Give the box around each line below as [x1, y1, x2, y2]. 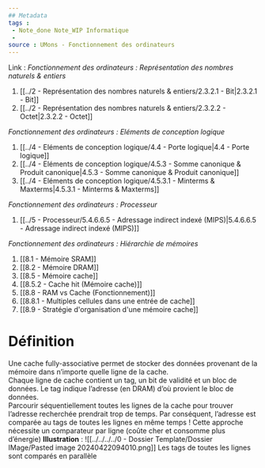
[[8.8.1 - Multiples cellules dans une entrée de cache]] [19, 296, 195, 306]
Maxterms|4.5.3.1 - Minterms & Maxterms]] [19, 185, 160, 194]
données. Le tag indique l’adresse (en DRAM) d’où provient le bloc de [8, 384, 234, 394]
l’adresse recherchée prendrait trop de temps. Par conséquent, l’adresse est [8, 409, 256, 419]
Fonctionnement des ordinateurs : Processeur [8, 200, 157, 210]
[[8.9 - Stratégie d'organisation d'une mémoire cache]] [19, 305, 199, 314]
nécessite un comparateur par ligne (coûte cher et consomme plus [8, 426, 225, 436]
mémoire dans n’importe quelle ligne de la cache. [8, 367, 168, 377]
